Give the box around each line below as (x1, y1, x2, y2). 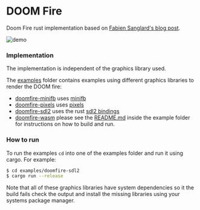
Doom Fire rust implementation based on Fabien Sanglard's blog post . (6, 24, 181, 31)
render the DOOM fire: (6, 83, 62, 90)
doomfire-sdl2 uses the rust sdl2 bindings (15, 108, 120, 115)
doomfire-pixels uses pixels (15, 101, 85, 108)
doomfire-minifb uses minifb (15, 95, 86, 102)
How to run (6, 136, 39, 144)
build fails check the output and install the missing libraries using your (6, 191, 180, 198)
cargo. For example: (6, 156, 56, 163)
